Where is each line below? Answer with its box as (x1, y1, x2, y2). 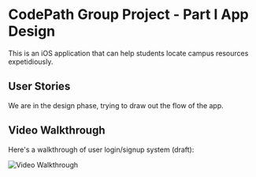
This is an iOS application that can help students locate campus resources (8, 48, 249, 58)
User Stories (8, 80, 71, 93)
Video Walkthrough (8, 124, 106, 137)
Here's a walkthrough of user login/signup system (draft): (8, 145, 195, 154)
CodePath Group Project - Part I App (8, 6, 250, 24)
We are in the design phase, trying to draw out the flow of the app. (8, 100, 224, 110)
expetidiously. (8, 57, 54, 66)
